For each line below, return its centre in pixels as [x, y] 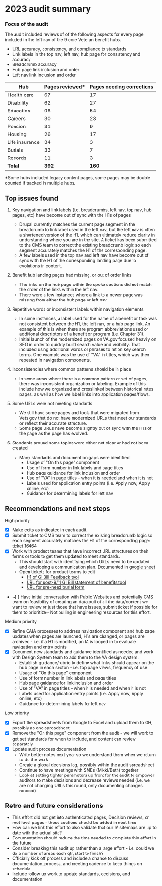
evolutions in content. [41, 266]
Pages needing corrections [122, 87]
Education [19, 111]
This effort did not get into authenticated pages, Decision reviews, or [80, 817]
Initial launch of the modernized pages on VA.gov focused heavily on [88, 339]
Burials [15, 150]
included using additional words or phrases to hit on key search [82, 349]
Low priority [17, 713]
